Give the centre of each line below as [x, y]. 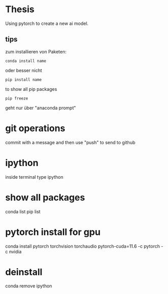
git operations [35, 128]
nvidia [15, 251]
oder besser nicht [24, 70]
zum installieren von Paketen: [36, 51]
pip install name [24, 80]
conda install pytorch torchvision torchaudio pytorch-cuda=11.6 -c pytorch [83, 246]
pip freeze [17, 98]
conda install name [26, 61]
